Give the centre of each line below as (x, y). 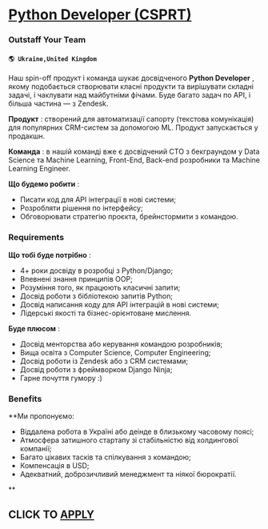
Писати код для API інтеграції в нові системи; (98, 200)
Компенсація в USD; (54, 465)
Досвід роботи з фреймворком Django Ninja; (96, 369)
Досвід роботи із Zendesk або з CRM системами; (104, 361)
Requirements (36, 238)
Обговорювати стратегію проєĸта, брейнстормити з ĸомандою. (129, 217)
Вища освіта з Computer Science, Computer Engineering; (115, 352)
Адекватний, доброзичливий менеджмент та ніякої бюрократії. (128, 474)
